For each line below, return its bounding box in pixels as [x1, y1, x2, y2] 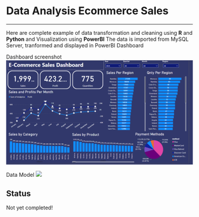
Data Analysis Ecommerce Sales [6, 4, 169, 18]
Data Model [6, 171, 34, 179]
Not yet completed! [6, 204, 53, 211]
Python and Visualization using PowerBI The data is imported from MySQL [6, 35, 189, 43]
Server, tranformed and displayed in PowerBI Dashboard [6, 41, 144, 48]
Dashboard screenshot [6, 53, 62, 60]
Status [6, 188, 31, 199]
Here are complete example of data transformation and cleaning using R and [6, 29, 193, 36]
